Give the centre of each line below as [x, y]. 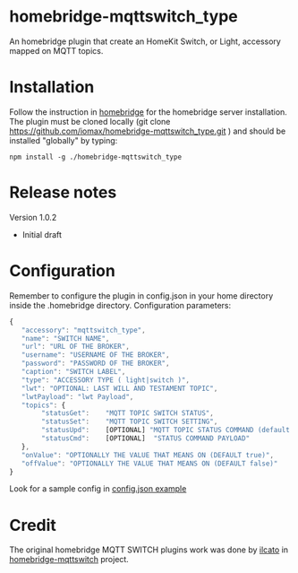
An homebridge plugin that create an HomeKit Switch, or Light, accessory [145, 41]
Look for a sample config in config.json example [98, 489]
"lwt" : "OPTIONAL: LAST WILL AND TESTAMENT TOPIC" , [119, 388]
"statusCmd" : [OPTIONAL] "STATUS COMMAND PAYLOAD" [146, 438]
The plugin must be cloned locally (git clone [90, 121]
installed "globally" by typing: [64, 140]
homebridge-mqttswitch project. [69, 560]
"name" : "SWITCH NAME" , [65, 338]
